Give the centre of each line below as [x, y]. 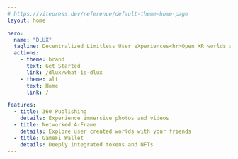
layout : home [27, 20]
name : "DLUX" [33, 40]
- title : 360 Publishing [50, 112]
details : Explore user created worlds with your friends [106, 131]
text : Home [42, 86]
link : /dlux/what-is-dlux [64, 72]
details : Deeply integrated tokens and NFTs [87, 145]
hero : [15, 33]
